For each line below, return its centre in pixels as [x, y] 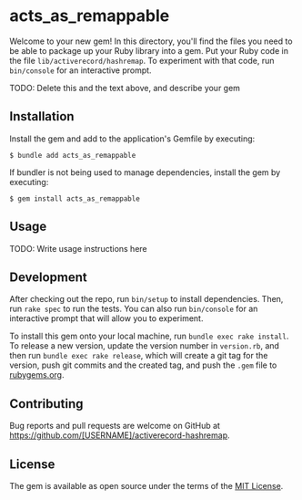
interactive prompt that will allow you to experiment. [106, 318]
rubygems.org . [37, 375]
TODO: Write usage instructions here [78, 248]
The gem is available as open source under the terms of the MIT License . [146, 486]
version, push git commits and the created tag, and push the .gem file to [143, 365]
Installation [42, 116]
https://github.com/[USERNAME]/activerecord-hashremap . [120, 435]
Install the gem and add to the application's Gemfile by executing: [132, 139]
